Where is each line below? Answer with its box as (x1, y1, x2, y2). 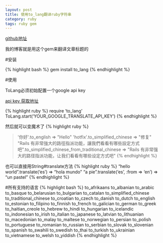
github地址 (5, 35, 27, 41)
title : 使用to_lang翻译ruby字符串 (5, 12, 72, 17)
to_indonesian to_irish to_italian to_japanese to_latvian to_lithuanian (5, 211, 144, 217)
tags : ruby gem (5, 21, 37, 26)
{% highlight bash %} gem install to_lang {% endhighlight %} (5, 67, 131, 73)
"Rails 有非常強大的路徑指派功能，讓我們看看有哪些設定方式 (17, 140, 140, 146)
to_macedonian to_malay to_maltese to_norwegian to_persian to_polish (5, 217, 151, 223)
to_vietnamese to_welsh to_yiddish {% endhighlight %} (5, 233, 117, 239)
